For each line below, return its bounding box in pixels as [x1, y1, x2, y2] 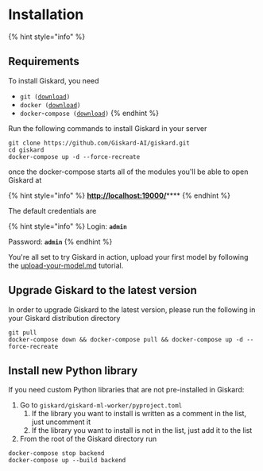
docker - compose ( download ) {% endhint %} [19, 108, 159, 118]
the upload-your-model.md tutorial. [8, 261, 124, 270]
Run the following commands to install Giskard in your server [8, 123, 207, 133]
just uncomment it [31, 417, 91, 427]
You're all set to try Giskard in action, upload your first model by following [8, 252, 249, 261]
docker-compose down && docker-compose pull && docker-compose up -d [8, 335, 244, 343]
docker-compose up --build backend [8, 457, 126, 465]
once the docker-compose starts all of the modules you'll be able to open [8, 167, 249, 176]
